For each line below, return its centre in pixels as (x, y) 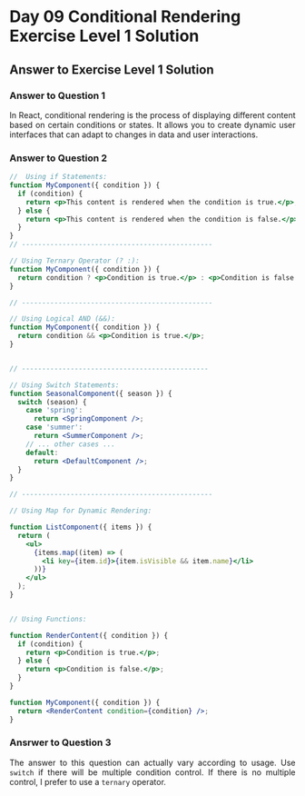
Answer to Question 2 (58, 158)
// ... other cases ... (71, 444)
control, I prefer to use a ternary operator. (88, 781)
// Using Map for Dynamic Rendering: (81, 511)
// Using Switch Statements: (64, 385)
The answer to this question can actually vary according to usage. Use (152, 762)
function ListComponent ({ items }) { (81, 527)
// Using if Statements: (58, 177)
